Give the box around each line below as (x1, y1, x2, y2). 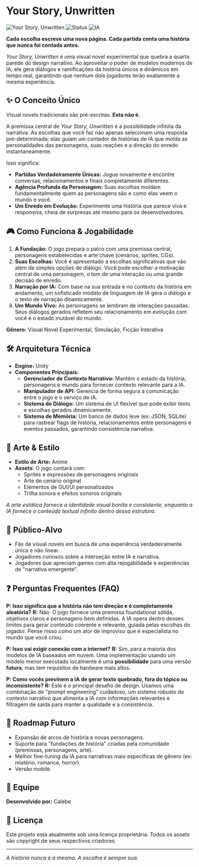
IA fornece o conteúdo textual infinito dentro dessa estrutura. (6, 508, 156, 515)
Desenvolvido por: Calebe (6, 798, 71, 805)
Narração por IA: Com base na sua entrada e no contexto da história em (14, 283, 192, 290)
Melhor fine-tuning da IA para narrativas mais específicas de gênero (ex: (14, 753, 192, 760)
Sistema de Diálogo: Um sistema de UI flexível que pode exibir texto (23, 400, 191, 407)
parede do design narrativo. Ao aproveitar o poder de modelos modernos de (6, 59, 192, 66)
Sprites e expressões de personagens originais (23, 471, 139, 478)
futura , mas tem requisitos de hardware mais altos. (6, 664, 131, 671)
